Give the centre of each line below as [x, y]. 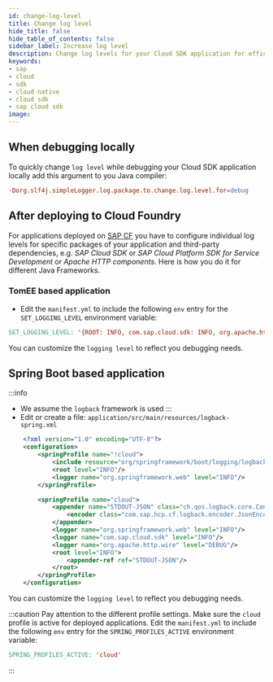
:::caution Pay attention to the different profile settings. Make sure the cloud [135, 614]
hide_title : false [39, 31]
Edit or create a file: [53, 418]
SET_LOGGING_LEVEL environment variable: [89, 317]
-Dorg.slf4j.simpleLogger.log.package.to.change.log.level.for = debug [129, 190]
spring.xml [39, 425]
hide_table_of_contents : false [61, 39]
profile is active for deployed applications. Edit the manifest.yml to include [133, 623]
